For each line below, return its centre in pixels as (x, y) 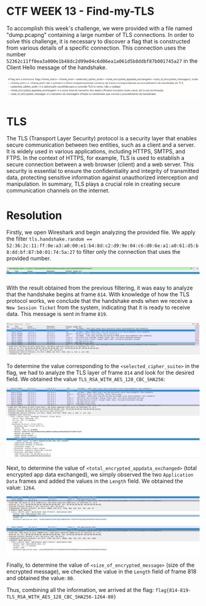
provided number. (29, 258)
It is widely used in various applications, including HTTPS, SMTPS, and (96, 151)
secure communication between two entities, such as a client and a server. (101, 145)
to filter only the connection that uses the (128, 252)
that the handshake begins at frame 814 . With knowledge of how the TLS (98, 294)
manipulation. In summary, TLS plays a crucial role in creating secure (93, 184)
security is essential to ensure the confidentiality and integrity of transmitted (103, 171)
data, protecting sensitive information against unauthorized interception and (102, 178)
